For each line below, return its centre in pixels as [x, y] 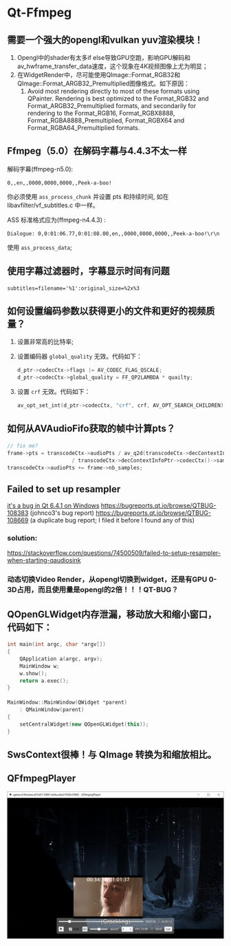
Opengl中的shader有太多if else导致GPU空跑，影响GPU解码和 [104, 57]
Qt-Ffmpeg [40, 13]
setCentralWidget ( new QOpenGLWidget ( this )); [84, 724]
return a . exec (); [44, 681]
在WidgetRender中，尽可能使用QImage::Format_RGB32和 [99, 75]
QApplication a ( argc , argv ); [61, 659]
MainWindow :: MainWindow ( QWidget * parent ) [67, 703]
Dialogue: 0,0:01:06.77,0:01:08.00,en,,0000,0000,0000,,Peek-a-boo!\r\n [113, 233]
